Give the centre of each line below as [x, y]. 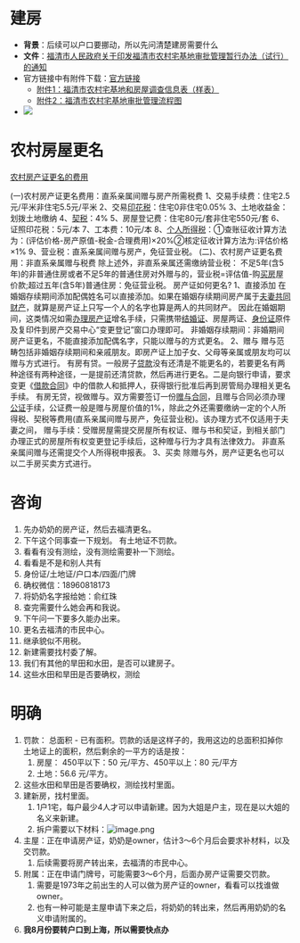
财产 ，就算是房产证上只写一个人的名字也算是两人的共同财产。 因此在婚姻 [144, 307]
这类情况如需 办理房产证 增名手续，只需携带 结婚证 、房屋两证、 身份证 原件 [158, 318]
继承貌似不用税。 [54, 641]
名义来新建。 [60, 818]
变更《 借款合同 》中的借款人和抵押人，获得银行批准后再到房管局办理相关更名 [150, 385]
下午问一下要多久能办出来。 [74, 618]
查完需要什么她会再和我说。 [74, 607]
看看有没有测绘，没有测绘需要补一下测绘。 [101, 551]
